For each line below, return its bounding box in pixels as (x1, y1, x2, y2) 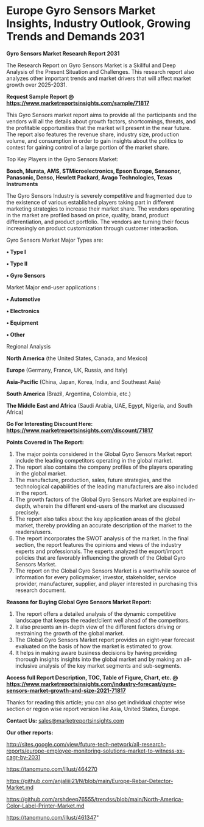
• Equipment (6, 319, 38, 327)
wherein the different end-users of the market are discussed (32, 502, 185, 510)
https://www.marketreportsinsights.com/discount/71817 (6, 427, 153, 434)
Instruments (6, 180, 38, 187)
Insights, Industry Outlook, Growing (6, 16, 191, 31)
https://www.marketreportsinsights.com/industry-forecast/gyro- (6, 680, 177, 687)
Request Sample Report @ (6, 93, 74, 100)
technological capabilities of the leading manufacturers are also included (15, 483, 198, 490)
